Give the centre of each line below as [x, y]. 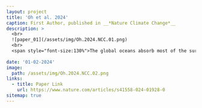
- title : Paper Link [37, 85]
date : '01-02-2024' [31, 62]
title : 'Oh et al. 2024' [37, 17]
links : [14, 79]
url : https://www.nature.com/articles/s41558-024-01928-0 [91, 90]
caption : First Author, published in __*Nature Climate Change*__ [91, 23]
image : [14, 67]
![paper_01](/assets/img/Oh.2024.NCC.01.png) [70, 40]
